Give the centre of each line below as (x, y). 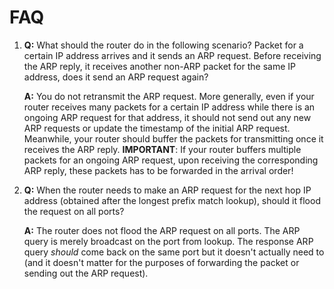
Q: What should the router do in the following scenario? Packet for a (163, 45)
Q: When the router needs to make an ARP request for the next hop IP (167, 190)
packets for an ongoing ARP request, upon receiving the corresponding (171, 160)
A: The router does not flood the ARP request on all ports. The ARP (162, 230)
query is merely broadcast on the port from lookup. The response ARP (168, 241)
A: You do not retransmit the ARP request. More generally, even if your (169, 96)
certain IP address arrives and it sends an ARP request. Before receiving (172, 55)
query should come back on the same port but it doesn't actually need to (174, 252)
